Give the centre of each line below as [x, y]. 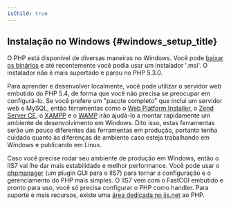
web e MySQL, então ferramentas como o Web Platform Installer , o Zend [111, 109]
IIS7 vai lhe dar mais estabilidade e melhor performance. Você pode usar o [113, 166]
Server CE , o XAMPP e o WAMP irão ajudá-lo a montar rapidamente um [109, 115]
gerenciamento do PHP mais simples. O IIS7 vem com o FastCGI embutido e [115, 180]
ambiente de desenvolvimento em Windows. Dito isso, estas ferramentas [111, 123]
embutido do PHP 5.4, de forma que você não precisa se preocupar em [109, 93]
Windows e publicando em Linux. [55, 145]
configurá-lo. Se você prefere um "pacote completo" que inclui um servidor [115, 101]
